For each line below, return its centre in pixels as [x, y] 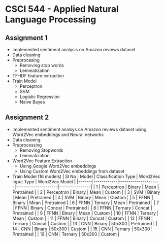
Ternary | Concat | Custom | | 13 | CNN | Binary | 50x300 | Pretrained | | [85, 223]
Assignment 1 [26, 38]
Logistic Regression [40, 97]
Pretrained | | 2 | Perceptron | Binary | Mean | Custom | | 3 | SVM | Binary [86, 192]
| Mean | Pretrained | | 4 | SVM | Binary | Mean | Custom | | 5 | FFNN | [83, 197]
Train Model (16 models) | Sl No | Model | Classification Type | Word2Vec [86, 176]
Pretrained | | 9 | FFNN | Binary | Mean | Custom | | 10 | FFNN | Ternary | [85, 213]
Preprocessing [27, 145]
